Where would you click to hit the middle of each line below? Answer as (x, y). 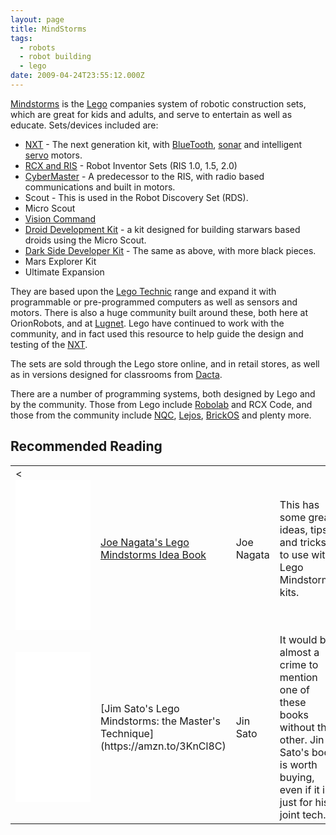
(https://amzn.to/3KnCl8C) (163, 746)
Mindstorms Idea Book (153, 554)
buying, (297, 777)
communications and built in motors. (100, 187)
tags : (21, 38)
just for (296, 802)
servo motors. (53, 155)
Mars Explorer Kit (60, 261)
